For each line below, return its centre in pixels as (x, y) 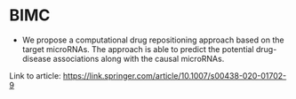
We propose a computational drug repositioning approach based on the (153, 40)
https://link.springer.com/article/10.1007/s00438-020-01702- (175, 75)
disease (36, 58)
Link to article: (35, 75)
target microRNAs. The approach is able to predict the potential (138, 49)
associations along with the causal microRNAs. (139, 58)
